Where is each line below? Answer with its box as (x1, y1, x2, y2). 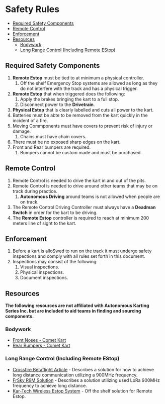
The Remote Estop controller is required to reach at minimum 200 (12, 215, 149, 221)
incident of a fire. (12, 117, 48, 124)
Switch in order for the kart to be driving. (12, 210, 98, 216)
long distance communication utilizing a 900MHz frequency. (12, 372, 138, 378)
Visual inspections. (20, 264, 59, 270)
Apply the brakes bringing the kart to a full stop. (20, 96, 119, 102)
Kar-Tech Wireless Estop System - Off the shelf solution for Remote (12, 388, 152, 394)
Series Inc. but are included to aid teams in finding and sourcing (5, 308, 141, 314)
